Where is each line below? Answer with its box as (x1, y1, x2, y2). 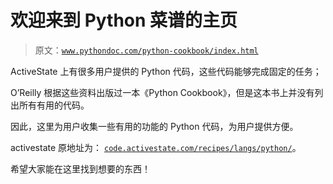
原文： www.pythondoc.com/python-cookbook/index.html (34, 44, 259, 56)
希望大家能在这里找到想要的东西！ (10, 162, 151, 175)
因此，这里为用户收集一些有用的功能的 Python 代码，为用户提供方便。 (10, 120, 299, 132)
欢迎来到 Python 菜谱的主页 (10, 9, 238, 32)
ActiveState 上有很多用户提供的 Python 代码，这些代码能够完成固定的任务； (10, 65, 322, 77)
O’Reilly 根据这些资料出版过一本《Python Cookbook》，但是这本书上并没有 (10, 86, 315, 98)
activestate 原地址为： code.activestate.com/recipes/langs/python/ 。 (10, 141, 302, 153)
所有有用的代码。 (18, 99, 90, 111)
